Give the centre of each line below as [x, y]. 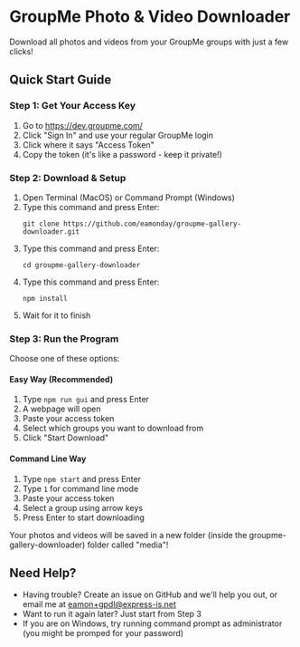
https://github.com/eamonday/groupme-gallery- [152, 224]
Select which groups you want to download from [113, 429]
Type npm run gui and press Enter [85, 400]
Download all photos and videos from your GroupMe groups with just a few [149, 42]
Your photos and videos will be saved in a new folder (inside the [128, 535]
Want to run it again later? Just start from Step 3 [112, 614]
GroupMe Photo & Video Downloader [150, 17]
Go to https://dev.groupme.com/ [82, 125]
